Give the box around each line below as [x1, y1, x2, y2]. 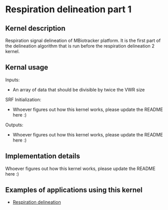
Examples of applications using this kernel [5, 185, 143, 195]
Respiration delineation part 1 [5, 4, 132, 15]
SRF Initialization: [5, 96, 42, 103]
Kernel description [5, 24, 66, 33]
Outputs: [5, 122, 24, 128]
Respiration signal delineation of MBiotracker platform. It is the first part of [5, 37, 161, 43]
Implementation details [5, 152, 80, 160]
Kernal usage [5, 63, 48, 72]
